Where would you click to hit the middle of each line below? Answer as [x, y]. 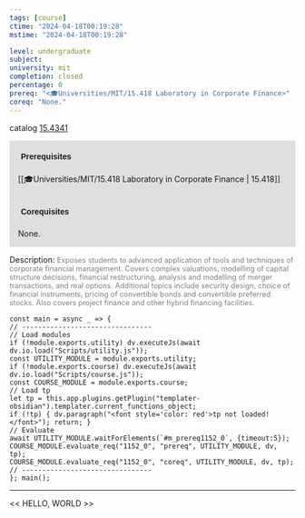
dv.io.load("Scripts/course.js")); [77, 374]
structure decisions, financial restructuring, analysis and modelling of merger [141, 277]
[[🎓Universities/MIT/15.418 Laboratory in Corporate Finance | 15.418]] [149, 179]
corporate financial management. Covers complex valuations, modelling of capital [149, 269]
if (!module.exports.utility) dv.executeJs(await [105, 343]
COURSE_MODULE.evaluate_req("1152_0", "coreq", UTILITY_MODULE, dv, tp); [152, 462]
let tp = [26, 398]
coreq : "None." [38, 102]
